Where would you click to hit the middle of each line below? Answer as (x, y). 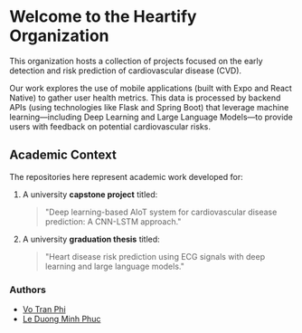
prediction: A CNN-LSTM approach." (113, 221)
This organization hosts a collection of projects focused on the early (137, 61)
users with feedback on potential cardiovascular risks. (110, 126)
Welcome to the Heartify (103, 17)
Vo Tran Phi (44, 309)
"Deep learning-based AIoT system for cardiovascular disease (161, 212)
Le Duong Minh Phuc (61, 319)
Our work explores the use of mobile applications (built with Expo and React (151, 88)
